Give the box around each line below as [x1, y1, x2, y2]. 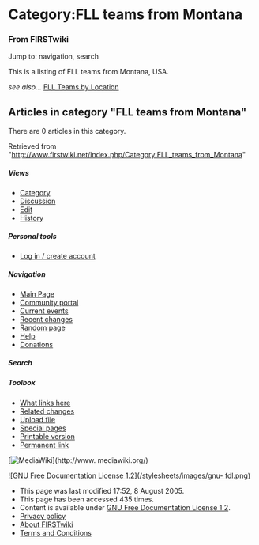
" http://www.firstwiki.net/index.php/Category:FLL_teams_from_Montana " [8, 150, 246, 160]
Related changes [19, 406, 75, 416]
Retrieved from [8, 142, 57, 151]
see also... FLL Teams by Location [8, 82, 120, 92]
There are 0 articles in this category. [8, 127, 126, 136]
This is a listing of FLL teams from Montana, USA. [8, 67, 170, 77]
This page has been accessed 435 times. [19, 494, 154, 504]
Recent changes [19, 315, 73, 324]
